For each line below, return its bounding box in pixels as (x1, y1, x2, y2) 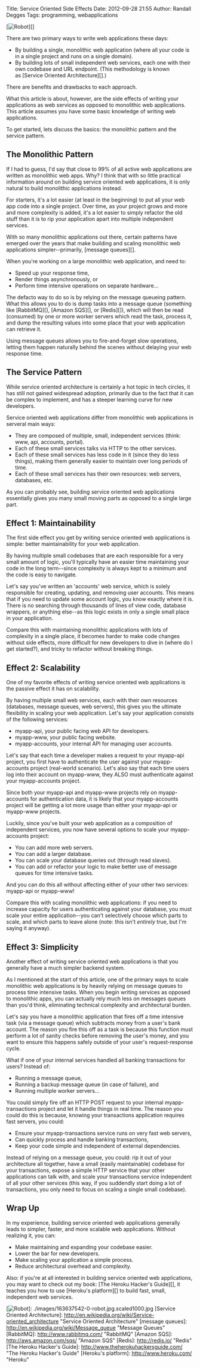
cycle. (6, 1045, 21, 1052)
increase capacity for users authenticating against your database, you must (6, 906, 192, 913)
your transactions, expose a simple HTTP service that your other (6, 1166, 165, 1174)
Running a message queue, (14, 1075, 82, 1082)
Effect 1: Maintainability (6, 518, 96, 528)
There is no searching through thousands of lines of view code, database (6, 602, 186, 609)
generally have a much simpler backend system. (6, 964, 125, 972)
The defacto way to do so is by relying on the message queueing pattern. (6, 293, 187, 300)
